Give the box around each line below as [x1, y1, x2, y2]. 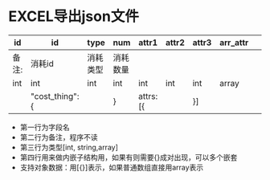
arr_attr [219, 37, 249, 48]
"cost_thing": [31, 90, 80, 101]
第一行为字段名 [19, 122, 70, 132]
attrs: [137, 90, 158, 101]
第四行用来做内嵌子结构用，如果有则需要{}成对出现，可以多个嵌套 [19, 152, 238, 162]
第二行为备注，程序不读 [19, 132, 98, 141]
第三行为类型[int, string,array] [19, 142, 119, 152]
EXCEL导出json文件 [8, 7, 139, 26]
